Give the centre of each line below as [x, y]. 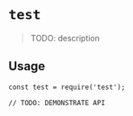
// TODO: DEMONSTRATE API [57, 103]
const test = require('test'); [67, 87]
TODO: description [65, 38]
